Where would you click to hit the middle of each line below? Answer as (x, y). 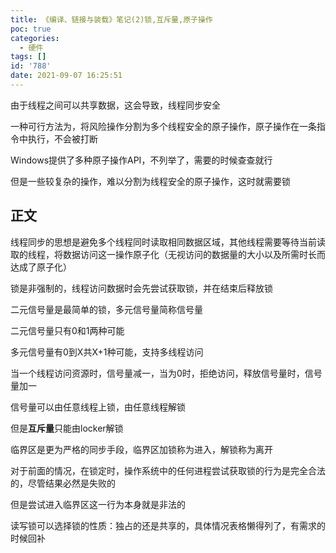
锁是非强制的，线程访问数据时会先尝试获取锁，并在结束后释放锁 (141, 288)
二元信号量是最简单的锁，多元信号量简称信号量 (106, 309)
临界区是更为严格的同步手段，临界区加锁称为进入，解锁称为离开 (141, 449)
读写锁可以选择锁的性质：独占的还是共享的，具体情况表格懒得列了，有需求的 (168, 525)
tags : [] (28, 57)
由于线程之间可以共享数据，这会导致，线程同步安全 (115, 105)
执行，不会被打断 (62, 138)
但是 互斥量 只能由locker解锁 (67, 428)
